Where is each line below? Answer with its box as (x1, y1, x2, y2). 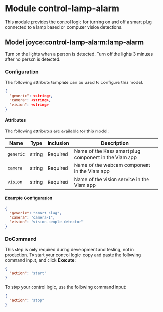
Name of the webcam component (74, 162, 150, 168)
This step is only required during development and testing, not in (5, 246, 134, 252)
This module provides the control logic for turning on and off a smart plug (5, 19, 152, 25)
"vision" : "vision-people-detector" (9, 219, 83, 225)
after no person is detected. (5, 56, 61, 62)
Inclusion (48, 139, 69, 146)
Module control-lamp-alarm (5, 3, 120, 14)
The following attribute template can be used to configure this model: (5, 80, 144, 85)
